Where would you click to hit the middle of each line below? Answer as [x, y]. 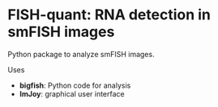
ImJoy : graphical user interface [72, 93]
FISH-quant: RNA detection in [109, 15]
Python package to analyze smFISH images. [81, 54]
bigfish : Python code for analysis [75, 85]
